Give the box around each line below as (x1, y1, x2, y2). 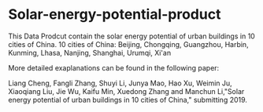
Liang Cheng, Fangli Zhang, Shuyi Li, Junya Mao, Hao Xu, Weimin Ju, (8, 78, 232, 88)
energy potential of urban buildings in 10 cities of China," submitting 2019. (8, 95, 248, 104)
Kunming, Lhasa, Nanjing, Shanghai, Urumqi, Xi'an (8, 48, 172, 57)
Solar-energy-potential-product (8, 5, 221, 23)
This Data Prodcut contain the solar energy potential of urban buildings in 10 (8, 31, 256, 41)
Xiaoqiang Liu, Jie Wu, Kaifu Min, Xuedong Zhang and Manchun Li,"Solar (8, 86, 245, 96)
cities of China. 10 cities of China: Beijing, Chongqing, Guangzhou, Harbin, (8, 39, 250, 49)
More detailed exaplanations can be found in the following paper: (8, 63, 220, 72)
